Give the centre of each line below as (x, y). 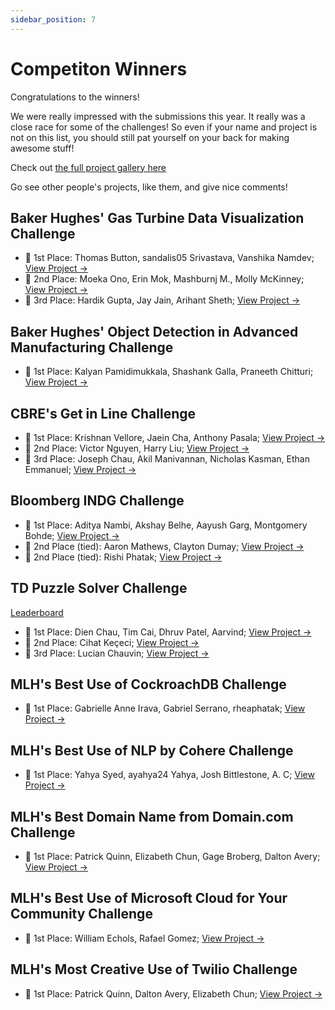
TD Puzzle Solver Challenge (99, 588)
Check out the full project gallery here (88, 167)
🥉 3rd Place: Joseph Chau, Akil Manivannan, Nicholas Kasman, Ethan (167, 459)
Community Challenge (81, 914)
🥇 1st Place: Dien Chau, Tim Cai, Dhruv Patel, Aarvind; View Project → (168, 632)
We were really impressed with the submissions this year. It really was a (158, 116)
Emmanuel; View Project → (80, 469)
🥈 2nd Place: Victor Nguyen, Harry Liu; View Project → (137, 448)
